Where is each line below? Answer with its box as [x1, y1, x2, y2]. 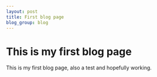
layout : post [6, 8, 38, 15]
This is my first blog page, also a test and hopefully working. [6, 64, 152, 71]
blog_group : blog [6, 19, 49, 25]
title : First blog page [6, 14, 64, 20]
